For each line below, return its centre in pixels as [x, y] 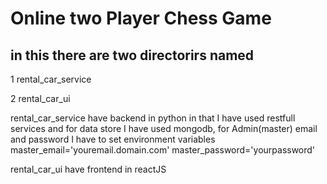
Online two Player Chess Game [141, 18]
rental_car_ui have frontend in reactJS [88, 169]
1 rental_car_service [51, 79]
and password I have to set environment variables [113, 139]
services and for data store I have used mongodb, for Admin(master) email [164, 128]
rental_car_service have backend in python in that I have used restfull [153, 118]
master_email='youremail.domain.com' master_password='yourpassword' [163, 150]
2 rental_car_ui [40, 98]
